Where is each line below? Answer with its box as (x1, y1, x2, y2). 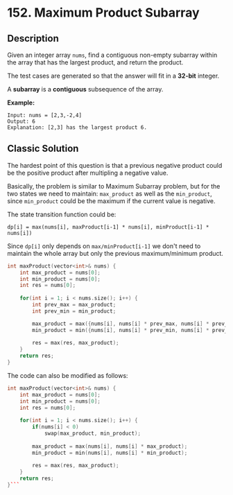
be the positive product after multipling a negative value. (7, 168, 169, 177)
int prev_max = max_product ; (32, 302, 116, 309)
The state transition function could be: (7, 210, 116, 218)
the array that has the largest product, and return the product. (7, 58, 184, 67)
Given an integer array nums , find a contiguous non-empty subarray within (7, 51, 218, 59)
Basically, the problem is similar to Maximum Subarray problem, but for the (7, 182, 221, 190)
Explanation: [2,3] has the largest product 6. (7, 124, 148, 131)
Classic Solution (7, 143, 79, 155)
